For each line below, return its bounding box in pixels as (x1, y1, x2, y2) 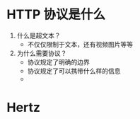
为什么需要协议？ (16, 49, 67, 57)
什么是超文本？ (16, 31, 61, 40)
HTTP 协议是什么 (6, 6, 106, 23)
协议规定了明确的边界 (27, 57, 90, 66)
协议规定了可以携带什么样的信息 (27, 67, 121, 75)
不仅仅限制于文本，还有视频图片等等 (27, 40, 134, 48)
